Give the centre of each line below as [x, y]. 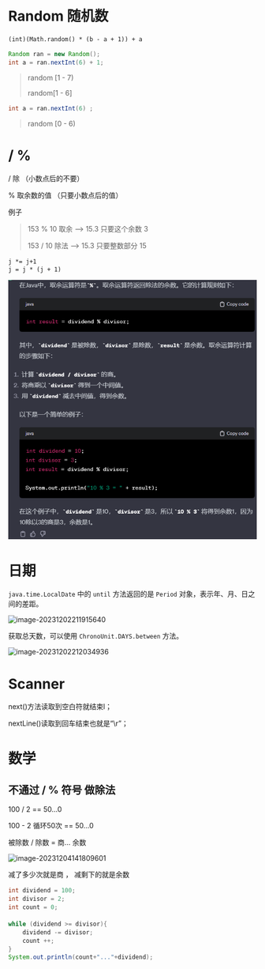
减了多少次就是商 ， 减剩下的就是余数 [69, 875]
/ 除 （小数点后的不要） [46, 178]
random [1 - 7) [50, 77]
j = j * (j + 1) [35, 270]
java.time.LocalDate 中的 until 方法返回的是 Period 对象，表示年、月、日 [128, 594]
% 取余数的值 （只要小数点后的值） [65, 195]
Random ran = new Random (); [54, 54]
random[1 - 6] [50, 92]
